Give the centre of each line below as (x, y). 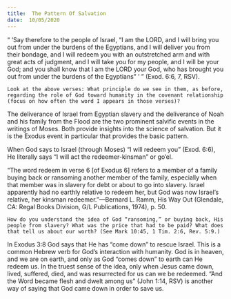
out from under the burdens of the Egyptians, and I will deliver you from (109, 47)
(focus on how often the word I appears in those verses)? (94, 101)
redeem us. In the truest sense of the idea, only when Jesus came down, (110, 266)
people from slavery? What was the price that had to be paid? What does (115, 225)
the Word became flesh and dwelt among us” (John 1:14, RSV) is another (110, 281)
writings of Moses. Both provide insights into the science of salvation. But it (114, 128)
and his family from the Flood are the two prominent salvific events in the (111, 121)
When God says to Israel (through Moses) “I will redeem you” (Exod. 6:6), (111, 149)
